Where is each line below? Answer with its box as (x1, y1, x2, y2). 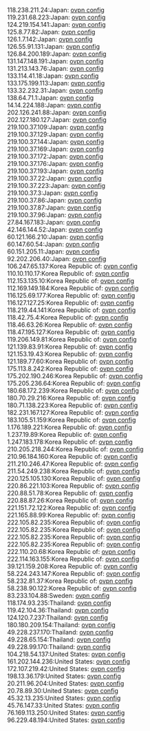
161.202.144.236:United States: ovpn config (7, 657, 131, 666)
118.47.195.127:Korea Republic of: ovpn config (7, 328, 136, 336)
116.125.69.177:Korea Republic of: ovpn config (7, 291, 136, 299)
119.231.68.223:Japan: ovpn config (7, 13, 106, 21)
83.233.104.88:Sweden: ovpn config (7, 592, 110, 599)
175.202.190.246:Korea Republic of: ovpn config (7, 372, 143, 380)
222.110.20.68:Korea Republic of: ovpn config (7, 548, 136, 555)
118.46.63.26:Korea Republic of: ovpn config (7, 320, 133, 329)
